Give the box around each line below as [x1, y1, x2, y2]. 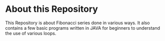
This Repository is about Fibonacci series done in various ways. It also [5, 20, 150, 26]
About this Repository [5, 3, 98, 15]
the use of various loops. [5, 30, 56, 36]
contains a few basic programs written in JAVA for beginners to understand [5, 25, 160, 31]
